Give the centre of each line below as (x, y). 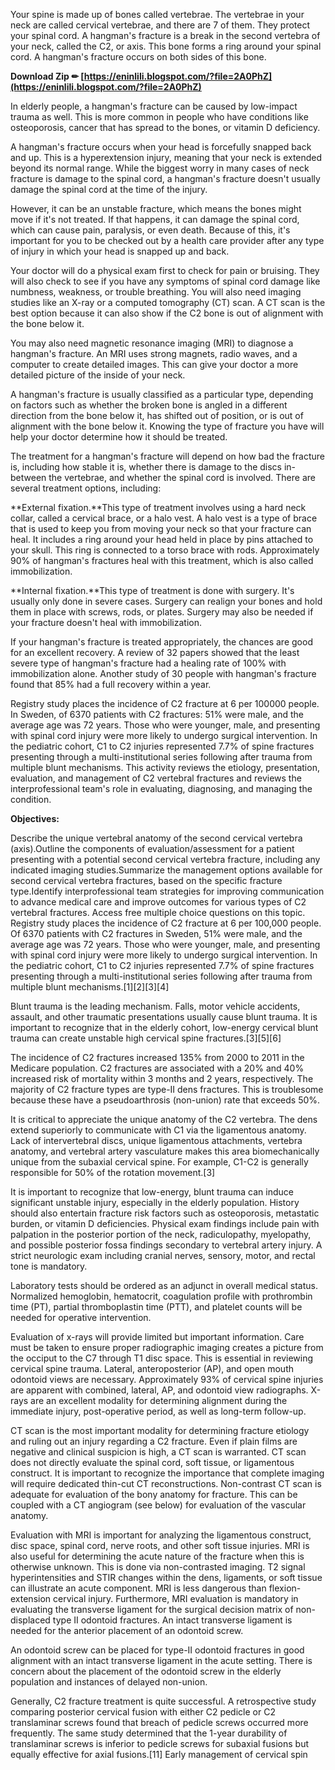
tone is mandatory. (49, 1266)
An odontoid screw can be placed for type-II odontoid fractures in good (157, 1650)
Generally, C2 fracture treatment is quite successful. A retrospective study (163, 1701)
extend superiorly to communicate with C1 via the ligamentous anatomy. (158, 1130)
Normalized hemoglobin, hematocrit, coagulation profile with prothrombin (161, 1296)
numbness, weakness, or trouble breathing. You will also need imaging (156, 292)
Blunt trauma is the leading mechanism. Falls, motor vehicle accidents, (155, 1006)
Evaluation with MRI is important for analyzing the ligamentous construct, (161, 1535)
